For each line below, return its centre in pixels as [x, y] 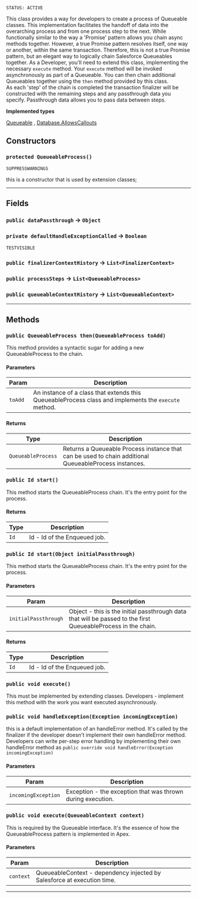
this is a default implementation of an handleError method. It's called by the [97, 729]
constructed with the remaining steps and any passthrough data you [89, 94]
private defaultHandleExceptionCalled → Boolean [77, 236]
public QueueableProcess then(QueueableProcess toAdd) [86, 335]
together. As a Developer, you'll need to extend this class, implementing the [97, 62]
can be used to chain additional [106, 456]
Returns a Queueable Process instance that [122, 449]
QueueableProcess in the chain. [113, 626]
